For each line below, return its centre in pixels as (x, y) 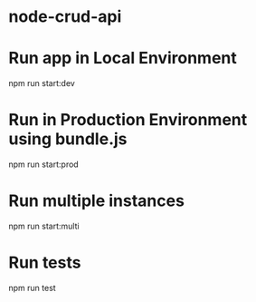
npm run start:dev (42, 83)
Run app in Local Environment (123, 58)
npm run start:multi (44, 226)
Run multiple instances (96, 201)
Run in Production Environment (128, 120)
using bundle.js (68, 139)
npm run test (32, 287)
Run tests (45, 263)
